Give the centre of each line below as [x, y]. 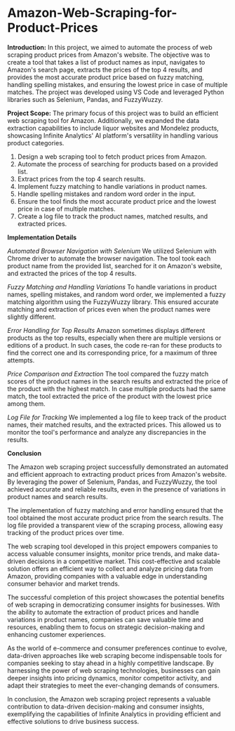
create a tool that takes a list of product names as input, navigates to [106, 62]
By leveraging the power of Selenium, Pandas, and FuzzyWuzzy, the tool [112, 482]
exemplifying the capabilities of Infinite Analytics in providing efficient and [114, 713]
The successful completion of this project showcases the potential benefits [116, 597]
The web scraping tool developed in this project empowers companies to [113, 546]
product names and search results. [58, 496]
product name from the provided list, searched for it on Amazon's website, [115, 265]
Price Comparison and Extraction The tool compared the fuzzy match [108, 374]
